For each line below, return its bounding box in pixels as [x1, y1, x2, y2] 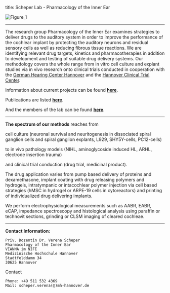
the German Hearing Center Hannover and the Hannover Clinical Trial [5, 72, 150, 78]
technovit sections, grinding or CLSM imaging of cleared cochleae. [5, 213, 145, 219]
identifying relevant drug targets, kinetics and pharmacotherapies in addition [5, 50, 165, 56]
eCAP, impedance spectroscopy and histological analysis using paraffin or [5, 208, 160, 214]
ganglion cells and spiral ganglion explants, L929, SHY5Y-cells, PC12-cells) [5, 136, 162, 142]
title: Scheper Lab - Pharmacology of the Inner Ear [5, 5, 110, 10]
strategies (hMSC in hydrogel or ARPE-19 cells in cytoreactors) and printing [5, 188, 162, 193]
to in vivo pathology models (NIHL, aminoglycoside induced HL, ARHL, [5, 146, 152, 152]
